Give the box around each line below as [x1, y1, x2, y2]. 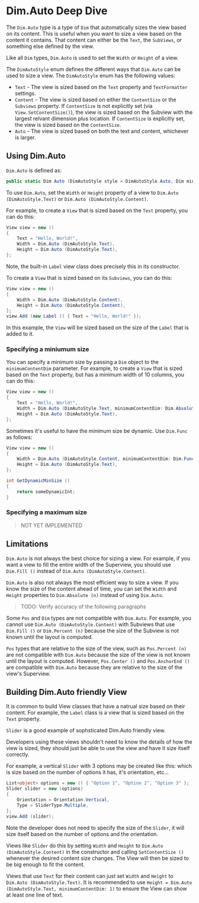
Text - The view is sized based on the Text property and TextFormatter [14, 83, 188, 90]
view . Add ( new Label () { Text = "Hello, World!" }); [6, 313, 142, 320]
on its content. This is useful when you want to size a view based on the [6, 30, 182, 37]
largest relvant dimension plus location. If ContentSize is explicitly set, [14, 114, 185, 122]
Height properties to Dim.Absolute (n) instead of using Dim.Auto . [6, 591, 164, 598]
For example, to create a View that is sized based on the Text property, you [6, 206, 188, 214]
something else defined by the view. [6, 43, 95, 50]
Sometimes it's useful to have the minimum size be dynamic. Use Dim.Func [6, 427, 188, 434]
